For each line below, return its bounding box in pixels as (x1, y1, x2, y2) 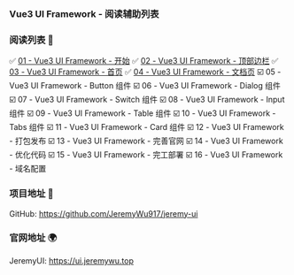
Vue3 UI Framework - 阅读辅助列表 (9, 7, 159, 19)
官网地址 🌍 (9, 232, 58, 244)
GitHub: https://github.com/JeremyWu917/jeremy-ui (9, 208, 198, 218)
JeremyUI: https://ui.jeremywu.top (9, 255, 135, 266)
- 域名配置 (9, 164, 47, 174)
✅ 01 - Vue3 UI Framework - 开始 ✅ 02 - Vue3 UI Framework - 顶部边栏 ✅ (9, 56, 279, 66)
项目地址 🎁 (9, 187, 55, 200)
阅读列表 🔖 (9, 34, 55, 46)
